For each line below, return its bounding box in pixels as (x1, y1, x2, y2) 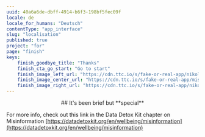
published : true (6, 37, 48, 43)
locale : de (6, 15, 34, 21)
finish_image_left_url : (17, 71, 78, 77)
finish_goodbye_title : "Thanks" (17, 60, 99, 66)
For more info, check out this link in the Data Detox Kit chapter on (6, 111, 171, 118)
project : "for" (6, 43, 45, 49)
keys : (6, 54, 20, 60)
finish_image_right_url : (17, 83, 81, 89)
